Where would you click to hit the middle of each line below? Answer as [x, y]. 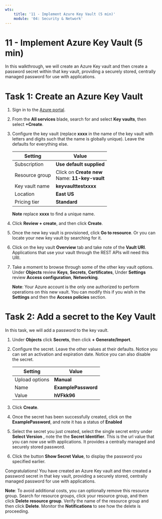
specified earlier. [29, 462]
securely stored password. [38, 447]
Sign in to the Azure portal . [39, 110]
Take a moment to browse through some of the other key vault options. [83, 267]
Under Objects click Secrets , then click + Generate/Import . [72, 340]
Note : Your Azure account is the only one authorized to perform [75, 287]
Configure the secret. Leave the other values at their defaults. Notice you [85, 349]
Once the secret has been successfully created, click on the [72, 417]
